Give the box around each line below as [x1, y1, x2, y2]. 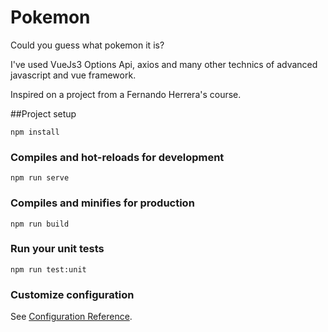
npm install [10, 127, 60, 137]
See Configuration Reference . [10, 311, 133, 323]
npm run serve [10, 173, 70, 183]
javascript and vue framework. [10, 69, 137, 81]
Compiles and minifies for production [10, 196, 195, 210]
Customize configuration [10, 287, 135, 301]
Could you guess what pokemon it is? [10, 39, 165, 51]
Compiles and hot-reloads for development [10, 150, 225, 164]
